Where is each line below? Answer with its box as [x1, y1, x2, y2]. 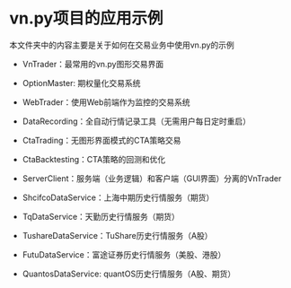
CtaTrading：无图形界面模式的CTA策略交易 [22, 135, 181, 145]
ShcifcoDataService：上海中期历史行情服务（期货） [22, 192, 215, 203]
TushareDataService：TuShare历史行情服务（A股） [22, 230, 213, 240]
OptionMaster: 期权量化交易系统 [22, 77, 141, 88]
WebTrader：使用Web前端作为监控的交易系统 [22, 96, 190, 108]
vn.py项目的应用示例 [9, 8, 163, 29]
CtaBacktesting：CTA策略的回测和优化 [22, 153, 166, 164]
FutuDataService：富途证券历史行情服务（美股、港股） [22, 249, 226, 260]
